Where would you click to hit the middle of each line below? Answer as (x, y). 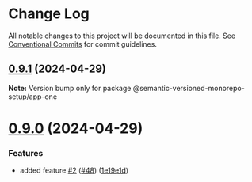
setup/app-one (33, 97)
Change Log (49, 14)
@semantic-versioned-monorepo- (189, 88)
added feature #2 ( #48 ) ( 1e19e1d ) (74, 170)
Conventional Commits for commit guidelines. (82, 44)
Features (26, 153)
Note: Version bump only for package (70, 88)
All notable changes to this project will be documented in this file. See (122, 36)
